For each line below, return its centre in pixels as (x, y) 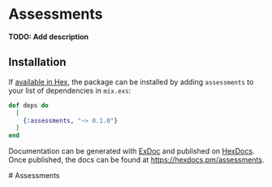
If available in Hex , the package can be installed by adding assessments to (131, 81)
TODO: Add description (49, 37)
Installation (37, 62)
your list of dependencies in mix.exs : (70, 90)
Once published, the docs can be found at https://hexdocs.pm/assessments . (136, 160)
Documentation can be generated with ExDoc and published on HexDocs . (132, 151)
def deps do (28, 105)
